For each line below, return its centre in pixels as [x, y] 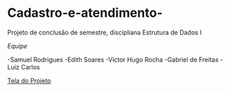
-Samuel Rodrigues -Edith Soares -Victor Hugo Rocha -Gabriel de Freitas [113, 59]
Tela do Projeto [29, 80]
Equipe [18, 46]
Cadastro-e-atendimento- [85, 13]
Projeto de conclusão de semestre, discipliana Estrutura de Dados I [104, 32]
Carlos [31, 67]
